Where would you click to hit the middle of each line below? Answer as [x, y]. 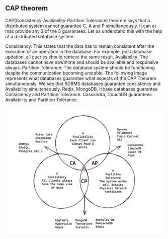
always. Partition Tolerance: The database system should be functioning [80, 67]
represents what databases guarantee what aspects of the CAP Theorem [81, 78]
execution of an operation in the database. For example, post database [78, 51]
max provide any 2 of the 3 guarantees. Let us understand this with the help [84, 31]
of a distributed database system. [40, 36]
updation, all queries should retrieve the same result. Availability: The [77, 57]
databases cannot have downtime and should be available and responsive [82, 62]
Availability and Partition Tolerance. [42, 100]
